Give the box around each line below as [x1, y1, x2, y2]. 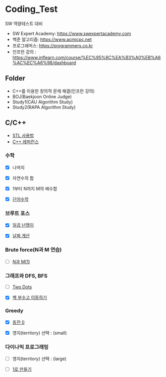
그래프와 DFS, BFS [5, 272, 48, 279]
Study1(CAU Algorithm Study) [12, 98, 73, 105]
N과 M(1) [12, 259, 30, 265]
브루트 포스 [5, 210, 30, 217]
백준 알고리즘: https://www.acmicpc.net [12, 36, 92, 42]
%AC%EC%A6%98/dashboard [12, 60, 76, 66]
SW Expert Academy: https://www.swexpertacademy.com [12, 30, 131, 36]
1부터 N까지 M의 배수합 [12, 186, 57, 191]
